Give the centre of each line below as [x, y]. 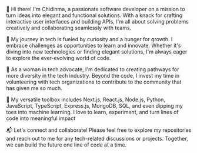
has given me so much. [34, 88]
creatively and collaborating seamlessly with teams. [69, 28]
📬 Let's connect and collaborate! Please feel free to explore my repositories [99, 130]
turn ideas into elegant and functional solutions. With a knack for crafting [94, 15]
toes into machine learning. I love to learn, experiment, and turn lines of [93, 112]
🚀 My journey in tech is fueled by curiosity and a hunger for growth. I [89, 39]
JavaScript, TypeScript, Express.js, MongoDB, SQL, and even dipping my [95, 106]
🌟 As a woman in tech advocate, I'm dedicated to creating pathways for [93, 69]
